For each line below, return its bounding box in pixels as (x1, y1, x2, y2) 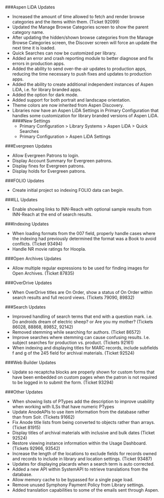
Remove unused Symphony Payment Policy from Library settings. (12, 482, 144, 488)
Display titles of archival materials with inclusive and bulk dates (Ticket (12, 430, 155, 436)
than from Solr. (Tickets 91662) (12, 414, 75, 420)
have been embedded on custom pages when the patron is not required (12, 374, 158, 380)
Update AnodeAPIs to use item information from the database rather (12, 409, 150, 415)
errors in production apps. (12, 61, 65, 66)
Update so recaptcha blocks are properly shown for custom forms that (12, 369, 155, 375)
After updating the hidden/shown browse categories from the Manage (12, 34, 154, 40)
